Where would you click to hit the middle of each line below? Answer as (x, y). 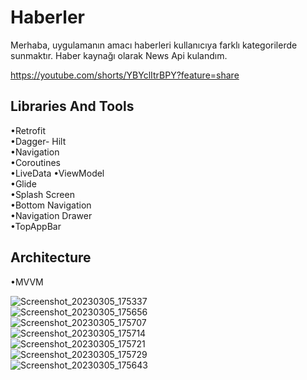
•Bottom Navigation (51, 205)
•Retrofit (28, 130)
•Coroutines (36, 162)
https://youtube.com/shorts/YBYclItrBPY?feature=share (125, 75)
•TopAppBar (36, 226)
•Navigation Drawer (51, 215)
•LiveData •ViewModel (57, 173)
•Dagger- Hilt (38, 141)
